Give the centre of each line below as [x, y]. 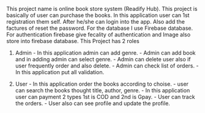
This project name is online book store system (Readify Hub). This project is [102, 9]
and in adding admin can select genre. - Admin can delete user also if [103, 59]
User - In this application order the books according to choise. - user [102, 84]
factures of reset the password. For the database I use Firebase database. [100, 28]
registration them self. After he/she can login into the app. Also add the [96, 22]
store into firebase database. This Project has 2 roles [73, 41]
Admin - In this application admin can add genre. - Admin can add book [105, 53]
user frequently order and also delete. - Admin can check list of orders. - [107, 66]
